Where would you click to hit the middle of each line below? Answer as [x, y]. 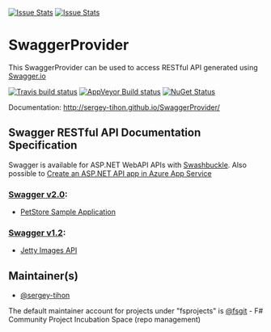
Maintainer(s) [43, 276]
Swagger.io [27, 76]
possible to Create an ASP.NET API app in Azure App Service [110, 173]
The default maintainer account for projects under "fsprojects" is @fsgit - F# [136, 311]
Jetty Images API [49, 250]
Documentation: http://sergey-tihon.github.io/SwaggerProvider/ [114, 107]
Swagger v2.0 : [38, 194]
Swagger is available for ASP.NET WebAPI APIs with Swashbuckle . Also [127, 165]
